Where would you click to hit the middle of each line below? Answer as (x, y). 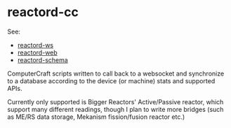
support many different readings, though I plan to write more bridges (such (115, 109)
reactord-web (37, 52)
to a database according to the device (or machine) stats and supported (111, 80)
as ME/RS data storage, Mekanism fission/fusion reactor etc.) (96, 117)
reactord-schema (42, 59)
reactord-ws (35, 45)
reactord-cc (43, 12)
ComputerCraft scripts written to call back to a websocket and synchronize (116, 73)
